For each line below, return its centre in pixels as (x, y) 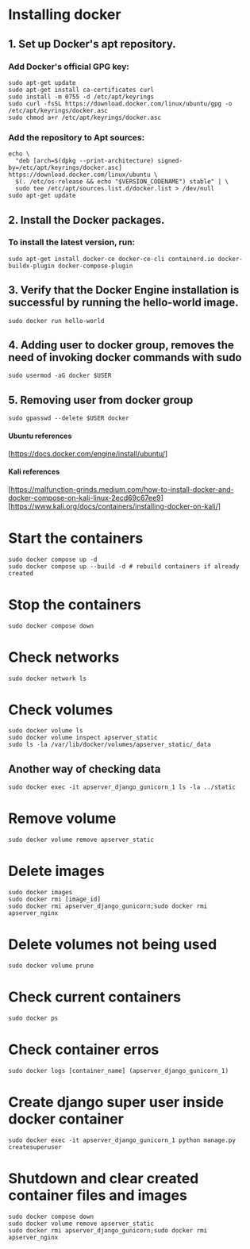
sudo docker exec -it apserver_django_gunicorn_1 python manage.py (122, 1140)
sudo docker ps (33, 1018)
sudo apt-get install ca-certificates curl (81, 90)
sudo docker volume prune (51, 966)
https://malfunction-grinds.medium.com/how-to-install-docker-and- (122, 489)
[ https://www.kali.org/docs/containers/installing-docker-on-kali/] (114, 506)
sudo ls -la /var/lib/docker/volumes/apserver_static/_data (110, 745)
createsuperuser (35, 1147)
